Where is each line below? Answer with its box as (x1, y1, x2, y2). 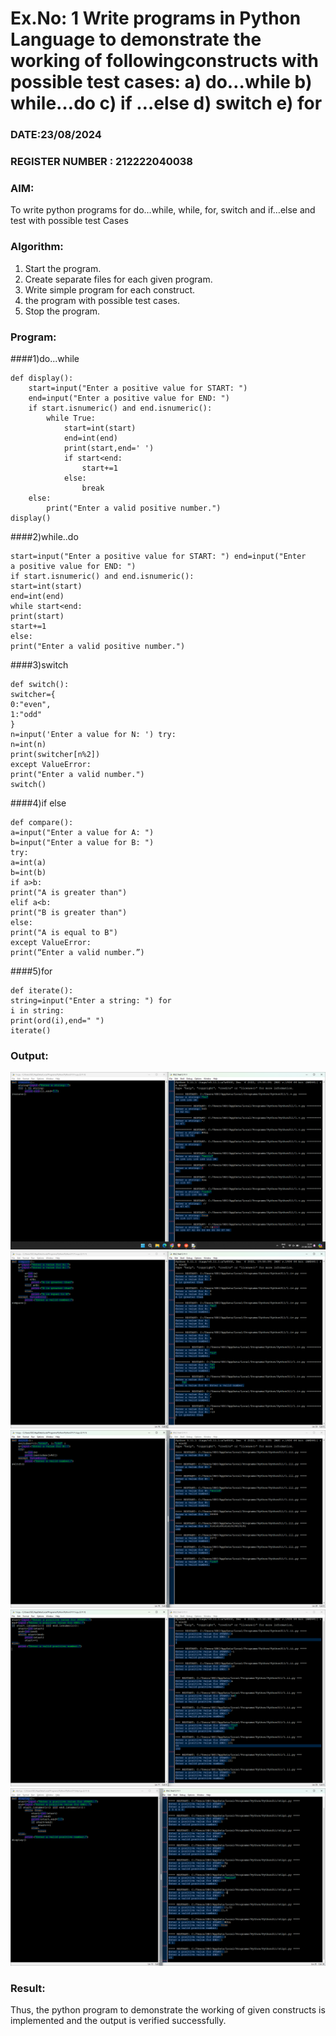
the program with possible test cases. (24, 294, 181, 306)
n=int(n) (10, 739, 47, 749)
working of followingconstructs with (10, 50, 319, 72)
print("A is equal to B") (10, 927, 118, 937)
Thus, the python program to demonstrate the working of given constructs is (10, 2004, 326, 2016)
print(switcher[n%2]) (10, 749, 101, 759)
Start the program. (24, 262, 102, 274)
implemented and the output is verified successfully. (10, 2015, 227, 2027)
